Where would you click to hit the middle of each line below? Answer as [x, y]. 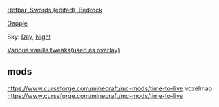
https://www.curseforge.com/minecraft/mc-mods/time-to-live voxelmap [110, 88]
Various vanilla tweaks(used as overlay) [64, 50]
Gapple [18, 23]
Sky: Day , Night [29, 37]
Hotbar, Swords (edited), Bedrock [55, 10]
